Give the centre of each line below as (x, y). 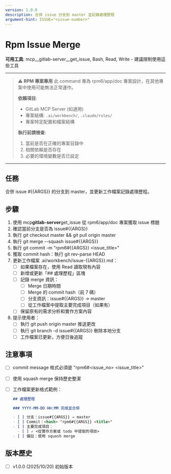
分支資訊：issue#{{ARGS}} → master (66, 299)
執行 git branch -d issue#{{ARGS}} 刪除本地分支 (70, 330)
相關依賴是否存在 (43, 150)
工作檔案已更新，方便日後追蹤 (51, 337)
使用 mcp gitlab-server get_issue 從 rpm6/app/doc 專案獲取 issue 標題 (86, 222)
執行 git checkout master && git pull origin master (64, 235)
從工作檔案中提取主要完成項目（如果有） (70, 305)
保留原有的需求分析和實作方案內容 (56, 311)
